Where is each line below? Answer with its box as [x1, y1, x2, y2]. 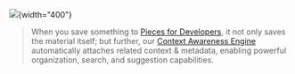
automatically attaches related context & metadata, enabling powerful [30, 45, 287, 55]
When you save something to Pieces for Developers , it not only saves [30, 26, 286, 37]
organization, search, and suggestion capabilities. [30, 55, 214, 65]
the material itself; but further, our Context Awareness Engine [30, 36, 257, 46]
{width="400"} [18, 10, 73, 19]
